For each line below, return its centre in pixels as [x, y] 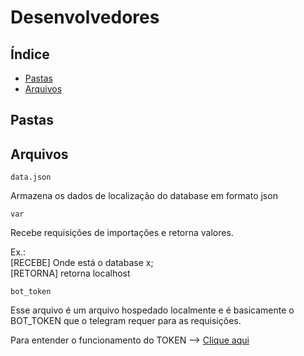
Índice [30, 54]
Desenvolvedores [85, 17]
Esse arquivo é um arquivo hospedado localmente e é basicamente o [152, 310]
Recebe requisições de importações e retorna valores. [122, 233]
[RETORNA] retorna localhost [70, 273]
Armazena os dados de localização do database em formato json [144, 196]
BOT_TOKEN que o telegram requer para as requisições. [126, 321]
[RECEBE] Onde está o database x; [82, 263]
